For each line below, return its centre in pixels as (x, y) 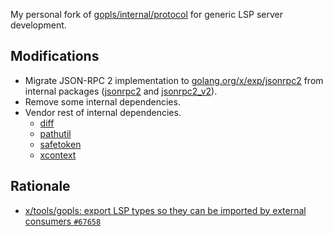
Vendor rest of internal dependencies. (103, 112)
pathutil (55, 133)
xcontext (58, 155)
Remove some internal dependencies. (102, 101)
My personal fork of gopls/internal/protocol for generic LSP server (146, 14)
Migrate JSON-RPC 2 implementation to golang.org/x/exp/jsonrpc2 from (174, 80)
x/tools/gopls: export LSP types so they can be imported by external (165, 210)
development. (38, 25)
